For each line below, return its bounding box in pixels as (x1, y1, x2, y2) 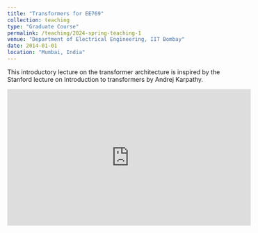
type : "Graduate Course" (7, 23, 79, 30)
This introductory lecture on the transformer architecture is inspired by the (7, 67, 220, 76)
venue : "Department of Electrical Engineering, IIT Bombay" (7, 36, 186, 43)
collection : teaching (7, 17, 70, 24)
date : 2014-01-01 (7, 42, 58, 49)
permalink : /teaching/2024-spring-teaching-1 (7, 29, 141, 37)
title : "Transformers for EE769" (7, 10, 104, 17)
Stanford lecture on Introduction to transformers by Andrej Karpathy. (7, 75, 204, 83)
